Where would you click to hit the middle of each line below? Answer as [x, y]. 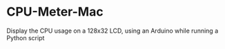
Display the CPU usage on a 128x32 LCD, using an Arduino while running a [112, 31]
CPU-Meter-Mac [55, 12]
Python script [26, 37]
